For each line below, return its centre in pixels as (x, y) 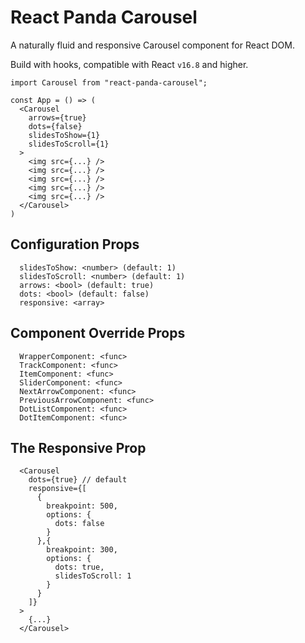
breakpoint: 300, (82, 550)
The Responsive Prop (78, 447)
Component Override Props (98, 333)
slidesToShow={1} (64, 135)
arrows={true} (57, 117)
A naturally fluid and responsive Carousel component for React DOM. (152, 45)
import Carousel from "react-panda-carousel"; (109, 82)
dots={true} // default (78, 480)
